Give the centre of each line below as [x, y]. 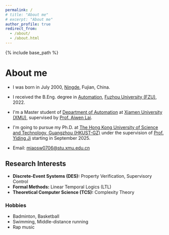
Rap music [24, 227]
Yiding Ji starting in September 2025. [51, 138]
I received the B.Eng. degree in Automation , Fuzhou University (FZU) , [85, 97]
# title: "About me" [27, 15]
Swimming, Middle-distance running [50, 221]
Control [20, 181]
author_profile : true [28, 24]
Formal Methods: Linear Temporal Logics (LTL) [62, 187]
